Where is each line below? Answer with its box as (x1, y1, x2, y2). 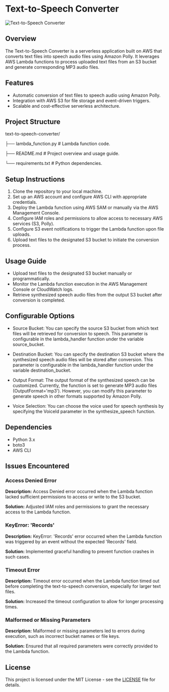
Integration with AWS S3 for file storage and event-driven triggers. (12, 97, 151, 104)
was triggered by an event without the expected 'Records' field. (5, 538, 138, 544)
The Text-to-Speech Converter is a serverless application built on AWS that (5, 48, 162, 54)
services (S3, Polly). (12, 221, 54, 227)
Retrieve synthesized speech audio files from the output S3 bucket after (12, 292, 162, 297)
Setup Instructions (5, 175, 65, 184)
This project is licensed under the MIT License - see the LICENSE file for (5, 676, 155, 683)
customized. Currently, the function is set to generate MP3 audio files (12, 382, 157, 388)
